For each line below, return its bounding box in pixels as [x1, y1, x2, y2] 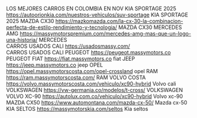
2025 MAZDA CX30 [6, 18, 54, 24]
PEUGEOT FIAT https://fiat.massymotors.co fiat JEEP [6, 55, 135, 62]
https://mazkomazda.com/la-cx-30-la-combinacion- [55, 18, 183, 24]
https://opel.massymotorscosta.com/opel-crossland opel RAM [6, 68, 159, 74]
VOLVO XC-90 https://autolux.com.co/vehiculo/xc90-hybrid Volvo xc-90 [6, 93, 183, 100]
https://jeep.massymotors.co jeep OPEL [6, 61, 104, 68]
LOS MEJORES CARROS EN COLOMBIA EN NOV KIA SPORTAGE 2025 [6, 5, 176, 12]
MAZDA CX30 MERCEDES [118, 24, 182, 31]
